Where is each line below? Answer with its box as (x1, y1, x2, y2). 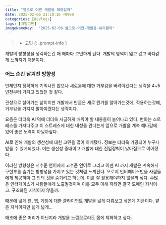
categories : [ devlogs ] (5, 16, 52, 21)
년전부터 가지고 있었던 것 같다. (5, 89, 63, 95)
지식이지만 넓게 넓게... (10, 204, 53, 210)
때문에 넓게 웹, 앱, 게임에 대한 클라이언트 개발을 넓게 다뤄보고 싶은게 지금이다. (5, 198, 155, 204)
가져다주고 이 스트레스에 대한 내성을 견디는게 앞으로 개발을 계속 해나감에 (18, 122, 158, 128)
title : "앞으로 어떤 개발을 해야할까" (5, 7, 73, 12)
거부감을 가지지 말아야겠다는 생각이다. (5, 106, 78, 112)
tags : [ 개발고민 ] (5, 21, 37, 26)
